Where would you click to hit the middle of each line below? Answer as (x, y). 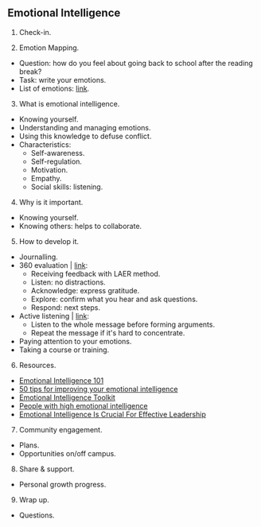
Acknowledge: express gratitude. (85, 290)
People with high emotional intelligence (83, 405)
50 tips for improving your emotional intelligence (98, 389)
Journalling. (39, 257)
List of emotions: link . (54, 88)
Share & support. (47, 469)
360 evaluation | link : (53, 265)
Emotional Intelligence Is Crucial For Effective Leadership (112, 414)
